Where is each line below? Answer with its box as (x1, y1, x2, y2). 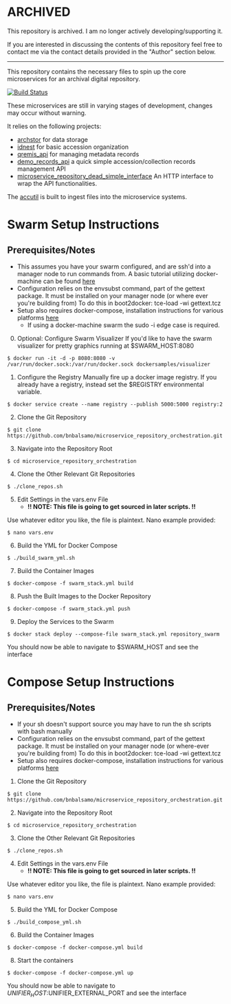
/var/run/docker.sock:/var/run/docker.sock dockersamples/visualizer (7, 361, 211, 368)
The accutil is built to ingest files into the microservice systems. (7, 192, 188, 200)
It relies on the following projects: (7, 122, 102, 130)
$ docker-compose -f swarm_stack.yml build (7, 580, 134, 587)
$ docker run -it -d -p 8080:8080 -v (7, 355, 115, 362)
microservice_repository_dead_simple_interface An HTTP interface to (16, 171, 214, 180)
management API (16, 165, 67, 173)
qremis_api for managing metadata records (16, 149, 140, 158)
